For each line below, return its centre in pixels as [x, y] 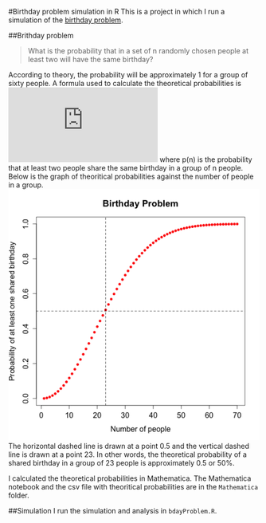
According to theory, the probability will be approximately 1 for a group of [128, 75]
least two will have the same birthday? [90, 59]
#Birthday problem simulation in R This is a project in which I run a [117, 12]
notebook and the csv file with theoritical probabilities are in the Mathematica [133, 487]
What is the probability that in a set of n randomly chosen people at [138, 51]
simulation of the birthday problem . [66, 20]
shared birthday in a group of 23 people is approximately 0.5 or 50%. [121, 463]
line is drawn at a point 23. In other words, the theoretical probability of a [127, 454]
